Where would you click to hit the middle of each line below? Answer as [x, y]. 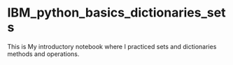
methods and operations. [43, 54]
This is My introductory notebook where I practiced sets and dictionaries [112, 46]
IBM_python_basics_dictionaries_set [116, 13]
